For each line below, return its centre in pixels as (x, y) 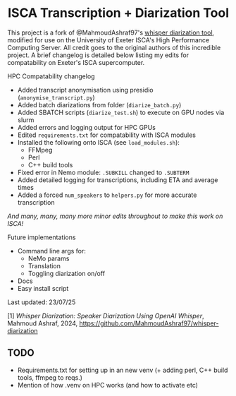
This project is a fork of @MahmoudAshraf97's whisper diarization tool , (111, 32)
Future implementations (42, 237)
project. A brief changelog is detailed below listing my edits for (98, 55)
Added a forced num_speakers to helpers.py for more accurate (107, 195)
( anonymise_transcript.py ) (56, 97)
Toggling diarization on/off (67, 273)
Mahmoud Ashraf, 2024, (43, 323)
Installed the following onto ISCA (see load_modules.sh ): (98, 142)
